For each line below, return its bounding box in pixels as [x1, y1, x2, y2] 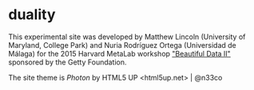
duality [8, 6, 56, 24]
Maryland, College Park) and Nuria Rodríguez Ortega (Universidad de [8, 40, 237, 49]
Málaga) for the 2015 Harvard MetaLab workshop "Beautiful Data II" [8, 49, 232, 58]
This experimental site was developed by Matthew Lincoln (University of [8, 32, 246, 41]
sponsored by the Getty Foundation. [8, 57, 127, 67]
